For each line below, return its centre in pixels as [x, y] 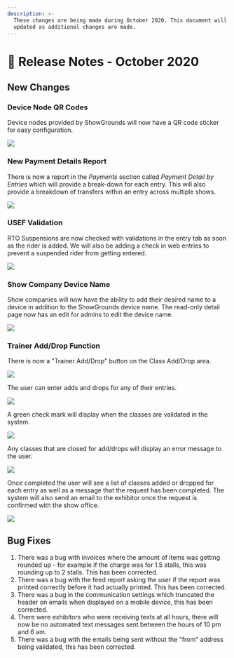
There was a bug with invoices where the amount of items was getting [119, 558]
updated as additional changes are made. [75, 27]
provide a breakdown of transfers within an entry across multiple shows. [111, 192]
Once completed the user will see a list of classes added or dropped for [111, 483]
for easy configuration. [40, 130]
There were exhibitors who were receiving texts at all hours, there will [118, 617]
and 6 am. [32, 632]
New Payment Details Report [57, 161]
